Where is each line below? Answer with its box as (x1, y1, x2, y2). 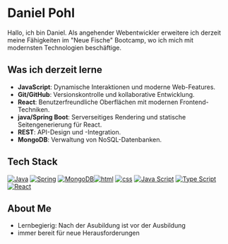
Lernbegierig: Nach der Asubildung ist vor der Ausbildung (17, 221, 186, 230)
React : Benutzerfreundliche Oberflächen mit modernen (17, 98, 179, 106)
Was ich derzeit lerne (7, 64, 102, 76)
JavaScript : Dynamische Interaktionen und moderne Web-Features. (17, 83, 216, 91)
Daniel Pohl (7, 5, 76, 21)
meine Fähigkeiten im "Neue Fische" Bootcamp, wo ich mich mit (7, 35, 194, 44)
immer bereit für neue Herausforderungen (17, 228, 140, 238)
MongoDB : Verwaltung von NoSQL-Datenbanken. (17, 135, 162, 144)
